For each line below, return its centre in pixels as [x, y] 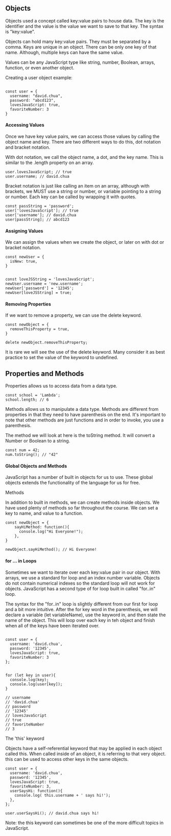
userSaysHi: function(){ [36, 791]
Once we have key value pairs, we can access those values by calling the [82, 136]
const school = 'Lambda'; [33, 396]
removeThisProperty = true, [40, 329]
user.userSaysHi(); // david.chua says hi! [52, 813]
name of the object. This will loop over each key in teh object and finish [80, 620]
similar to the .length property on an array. [50, 162]
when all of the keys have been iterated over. [52, 625]
